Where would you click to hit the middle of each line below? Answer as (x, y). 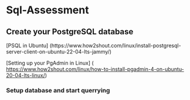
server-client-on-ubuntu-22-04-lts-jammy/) (59, 52)
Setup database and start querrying (58, 90)
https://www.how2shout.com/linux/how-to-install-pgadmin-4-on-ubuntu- (95, 69)
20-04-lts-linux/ (26, 75)
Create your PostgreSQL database (70, 32)
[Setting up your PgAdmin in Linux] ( (50, 63)
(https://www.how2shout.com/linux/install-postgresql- (115, 45)
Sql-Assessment (48, 10)
